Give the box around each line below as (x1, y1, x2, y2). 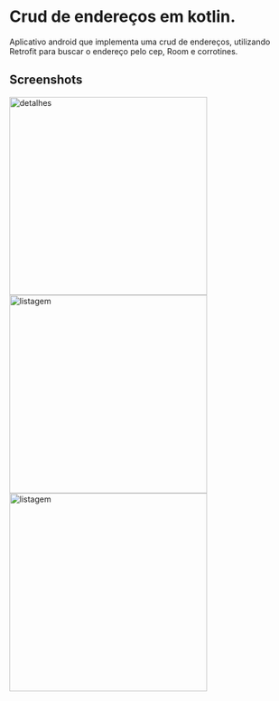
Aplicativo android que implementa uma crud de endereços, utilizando (9, 36, 271, 47)
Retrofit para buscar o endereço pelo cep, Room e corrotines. (9, 45, 238, 56)
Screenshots (9, 72, 83, 88)
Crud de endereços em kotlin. (9, 6, 237, 27)
